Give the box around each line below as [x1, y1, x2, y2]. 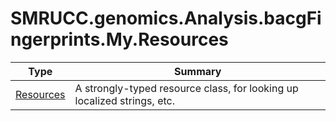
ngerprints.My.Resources [10, 28, 229, 51]
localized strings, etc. [74, 93, 175, 107]
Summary [174, 64, 222, 78]
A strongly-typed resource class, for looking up [74, 81, 299, 95]
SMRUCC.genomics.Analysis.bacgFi [10, 7, 322, 30]
